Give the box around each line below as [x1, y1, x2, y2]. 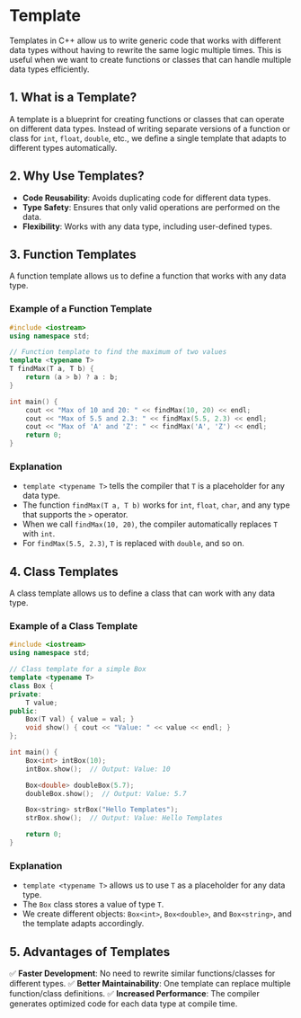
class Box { [9, 681, 54, 690]
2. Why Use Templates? [9, 168, 145, 184]
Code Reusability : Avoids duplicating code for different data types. [22, 192, 271, 203]
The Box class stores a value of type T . [22, 899, 164, 910]
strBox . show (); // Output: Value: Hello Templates [25, 814, 223, 823]
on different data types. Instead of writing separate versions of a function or [9, 123, 290, 134]
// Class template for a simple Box [9, 665, 146, 674]
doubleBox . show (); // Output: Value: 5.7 [25, 789, 187, 798]
